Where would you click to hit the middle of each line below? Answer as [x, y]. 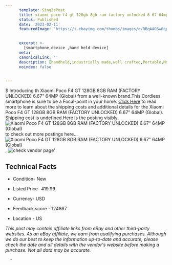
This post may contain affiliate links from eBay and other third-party [78, 228]
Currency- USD [29, 198]
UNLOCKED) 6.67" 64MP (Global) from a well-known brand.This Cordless [83, 96]
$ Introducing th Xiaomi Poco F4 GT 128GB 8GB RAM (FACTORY [73, 91]
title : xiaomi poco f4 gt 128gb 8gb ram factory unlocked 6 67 [88, 15]
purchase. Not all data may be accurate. [48, 250]
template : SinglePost [42, 10]
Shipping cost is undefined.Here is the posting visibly [61, 118]
